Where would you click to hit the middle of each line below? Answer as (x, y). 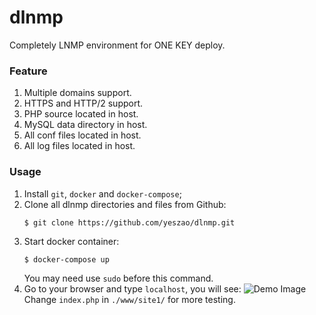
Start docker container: (71, 241)
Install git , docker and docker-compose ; (102, 193)
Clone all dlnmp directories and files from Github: (125, 204)
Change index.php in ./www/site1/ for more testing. (129, 299)
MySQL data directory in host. (85, 125)
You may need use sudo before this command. (118, 278)
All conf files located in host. (82, 135)
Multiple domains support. (77, 93)
